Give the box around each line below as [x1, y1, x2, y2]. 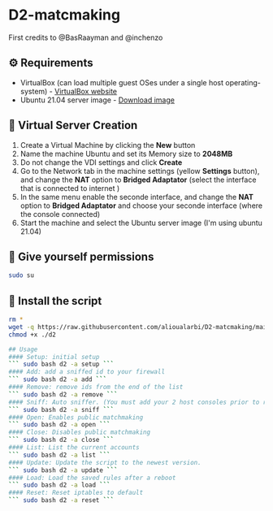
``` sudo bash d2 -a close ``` [8, 436, 115, 444]
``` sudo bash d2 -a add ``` [8, 375, 107, 383]
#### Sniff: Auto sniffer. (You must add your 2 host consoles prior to [8, 398, 260, 406]
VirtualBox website [54, 86, 118, 96]
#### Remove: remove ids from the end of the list [8, 383, 184, 392]
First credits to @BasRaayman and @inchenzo [8, 32, 163, 42]
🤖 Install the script [8, 294, 102, 308]
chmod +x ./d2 [8, 331, 57, 339]
